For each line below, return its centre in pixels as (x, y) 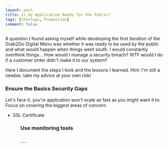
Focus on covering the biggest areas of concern (56, 105)
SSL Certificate (29, 115)
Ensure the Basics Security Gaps (47, 88)
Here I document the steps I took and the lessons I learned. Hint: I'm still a (83, 70)
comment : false (21, 24)
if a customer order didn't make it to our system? (57, 60)
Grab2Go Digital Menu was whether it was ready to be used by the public (82, 44)
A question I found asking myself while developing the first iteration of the (83, 39)
